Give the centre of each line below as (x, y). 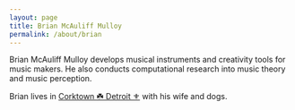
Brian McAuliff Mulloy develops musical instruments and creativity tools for (147, 60)
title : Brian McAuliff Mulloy (66, 26)
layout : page (34, 17)
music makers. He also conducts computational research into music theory (147, 69)
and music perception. (51, 79)
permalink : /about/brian (56, 34)
